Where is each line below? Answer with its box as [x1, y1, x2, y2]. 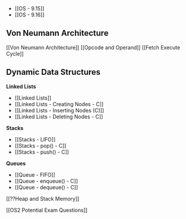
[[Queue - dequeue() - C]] [14, 184, 78, 191]
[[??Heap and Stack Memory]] [6, 195, 79, 202]
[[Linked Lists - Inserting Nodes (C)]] [14, 107, 104, 114]
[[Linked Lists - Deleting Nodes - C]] [14, 113, 103, 120]
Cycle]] [6, 50, 24, 57]
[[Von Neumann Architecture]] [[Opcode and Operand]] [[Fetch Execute [6, 44, 181, 51]
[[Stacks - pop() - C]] [14, 142, 67, 149]
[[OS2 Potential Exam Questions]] [6, 206, 88, 214]
